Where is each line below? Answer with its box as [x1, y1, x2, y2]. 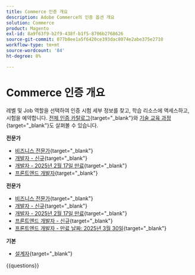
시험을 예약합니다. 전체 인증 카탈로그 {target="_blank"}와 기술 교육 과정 [6, 114, 171, 121]
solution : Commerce [6, 20, 55, 26]
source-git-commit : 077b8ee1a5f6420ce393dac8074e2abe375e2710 [6, 36, 163, 42]
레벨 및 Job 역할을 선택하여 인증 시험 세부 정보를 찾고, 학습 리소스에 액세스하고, [6, 107, 190, 114]
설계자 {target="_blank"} [14, 250, 73, 257]
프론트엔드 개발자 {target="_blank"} [14, 169, 98, 177]
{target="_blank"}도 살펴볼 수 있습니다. [6, 122, 99, 129]
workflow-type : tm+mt [6, 42, 60, 48]
